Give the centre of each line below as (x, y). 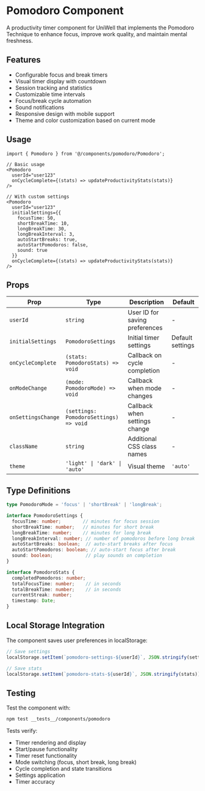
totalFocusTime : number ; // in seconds (67, 584)
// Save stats (24, 668)
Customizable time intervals (50, 94)
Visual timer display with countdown (61, 81)
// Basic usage (26, 164)
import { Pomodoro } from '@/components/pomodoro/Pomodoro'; (86, 154)
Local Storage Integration (56, 626)
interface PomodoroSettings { (45, 516)
